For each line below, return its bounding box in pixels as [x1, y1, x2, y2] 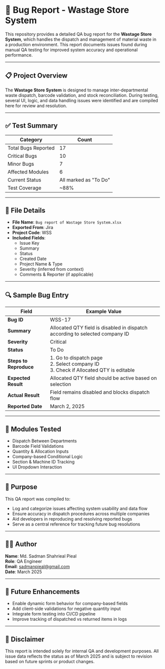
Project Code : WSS [12, 230, 52, 235]
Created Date [19, 256, 47, 262]
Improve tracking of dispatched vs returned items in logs [12, 616, 127, 622]
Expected [7, 375, 30, 381]
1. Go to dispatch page [50, 354, 103, 361]
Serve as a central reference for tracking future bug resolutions [12, 521, 140, 527]
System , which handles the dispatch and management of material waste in [5, 36, 157, 42]
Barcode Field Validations [12, 443, 64, 449]
